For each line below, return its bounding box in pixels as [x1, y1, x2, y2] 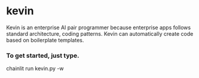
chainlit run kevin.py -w [6, 65, 64, 72]
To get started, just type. [6, 51, 79, 60]
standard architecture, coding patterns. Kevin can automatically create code [6, 30, 194, 37]
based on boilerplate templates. [6, 36, 84, 43]
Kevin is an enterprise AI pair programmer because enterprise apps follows [6, 24, 191, 31]
